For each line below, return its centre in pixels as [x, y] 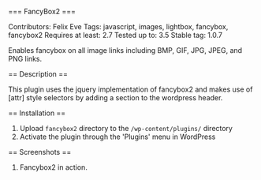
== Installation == [37, 113]
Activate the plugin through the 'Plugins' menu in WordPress [117, 137]
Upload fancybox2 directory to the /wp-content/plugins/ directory [126, 128]
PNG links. [25, 59]
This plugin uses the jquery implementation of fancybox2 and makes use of [130, 89]
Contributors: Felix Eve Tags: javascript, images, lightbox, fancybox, [118, 26]
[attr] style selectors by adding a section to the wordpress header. [116, 97]
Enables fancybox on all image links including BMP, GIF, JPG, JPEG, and [125, 50]
